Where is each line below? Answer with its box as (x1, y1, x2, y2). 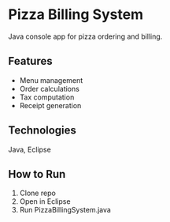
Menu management (19, 75, 83, 85)
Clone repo (19, 188, 57, 198)
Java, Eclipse (8, 145, 51, 154)
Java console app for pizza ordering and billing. (8, 32, 163, 41)
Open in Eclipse (19, 197, 71, 206)
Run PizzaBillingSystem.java (19, 205, 112, 215)
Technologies (8, 124, 77, 137)
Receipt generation (19, 100, 82, 110)
